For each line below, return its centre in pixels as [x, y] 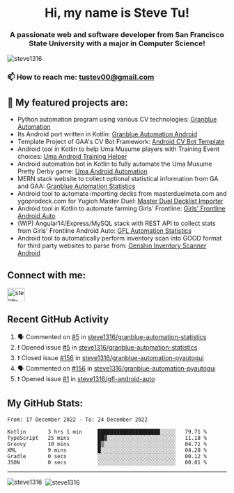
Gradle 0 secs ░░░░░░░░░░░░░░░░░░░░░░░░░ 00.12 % [107, 456]
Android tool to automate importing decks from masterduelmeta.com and [122, 194]
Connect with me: [47, 275]
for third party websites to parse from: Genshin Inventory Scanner [112, 245]
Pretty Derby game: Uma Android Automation [82, 171]
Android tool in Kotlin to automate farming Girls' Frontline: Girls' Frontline [121, 208]
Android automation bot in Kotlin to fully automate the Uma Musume [115, 164]
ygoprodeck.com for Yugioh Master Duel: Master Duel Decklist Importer [120, 201]
